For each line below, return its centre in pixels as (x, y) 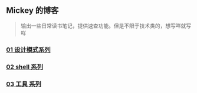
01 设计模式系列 (29, 50)
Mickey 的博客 (32, 11)
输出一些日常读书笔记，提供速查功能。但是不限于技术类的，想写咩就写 (106, 26)
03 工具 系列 (24, 84)
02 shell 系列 (24, 67)
